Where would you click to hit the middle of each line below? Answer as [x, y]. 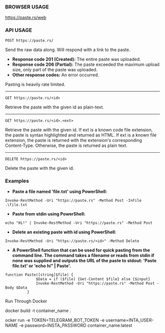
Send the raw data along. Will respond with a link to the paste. [68, 50]
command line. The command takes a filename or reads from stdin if [83, 255]
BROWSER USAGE [27, 7]
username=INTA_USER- [129, 320]
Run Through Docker [26, 301]
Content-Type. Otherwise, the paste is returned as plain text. [66, 145]
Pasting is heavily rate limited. [35, 84]
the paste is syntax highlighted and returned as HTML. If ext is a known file [81, 135]
